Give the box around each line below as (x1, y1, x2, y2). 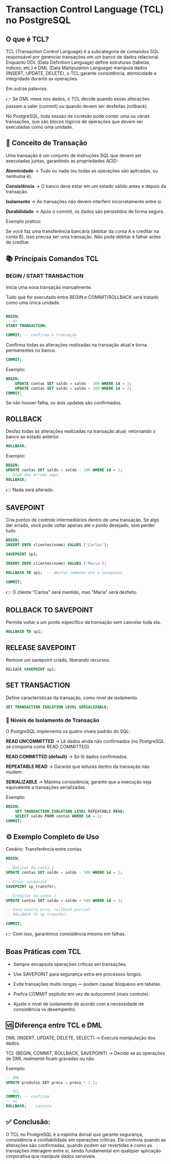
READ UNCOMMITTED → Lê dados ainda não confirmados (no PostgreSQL (6, 738, 165, 744)
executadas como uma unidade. (6, 124, 74, 130)
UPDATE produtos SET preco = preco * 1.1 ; (6, 1080, 97, 1085)
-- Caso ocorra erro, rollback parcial (6, 907, 91, 912)
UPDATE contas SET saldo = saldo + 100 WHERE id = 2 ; (15, 385, 132, 391)
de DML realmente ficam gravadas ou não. (6, 1055, 95, 1062)
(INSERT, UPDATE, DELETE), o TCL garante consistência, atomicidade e (6, 70, 157, 76)
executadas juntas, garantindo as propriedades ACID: (6, 158, 118, 164)
